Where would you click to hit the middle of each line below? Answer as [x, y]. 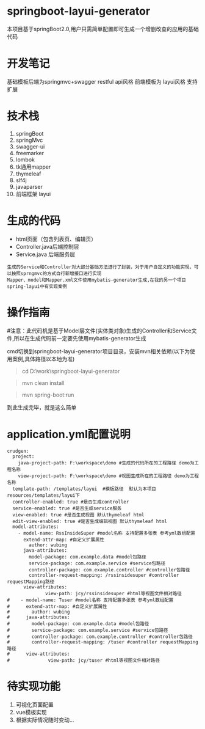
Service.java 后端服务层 [45, 254]
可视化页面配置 [34, 705]
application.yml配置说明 [69, 434]
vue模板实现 [31, 712]
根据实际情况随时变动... [45, 720]
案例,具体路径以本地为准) [43, 359]
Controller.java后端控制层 [47, 246]
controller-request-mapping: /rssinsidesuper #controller [104, 575]
